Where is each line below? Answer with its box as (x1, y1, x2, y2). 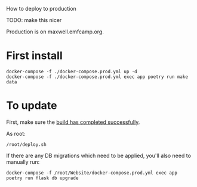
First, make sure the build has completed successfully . (6, 119, 140, 126)
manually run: (6, 158, 40, 166)
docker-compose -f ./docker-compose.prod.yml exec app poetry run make (6, 74, 188, 80)
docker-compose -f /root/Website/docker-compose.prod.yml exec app (6, 170, 178, 176)
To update (6, 99, 57, 113)
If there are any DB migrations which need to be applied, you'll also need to (6, 152, 191, 159)
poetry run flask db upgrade (6, 175, 79, 181)
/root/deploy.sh (6, 141, 47, 148)
